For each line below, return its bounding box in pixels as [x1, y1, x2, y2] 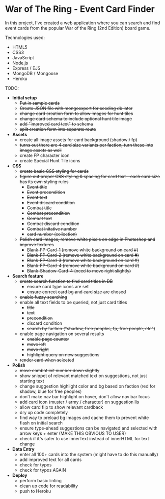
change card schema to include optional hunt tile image [19, 115, 132, 121]
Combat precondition [27, 210, 70, 216]
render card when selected [19, 357, 75, 363]
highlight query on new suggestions [27, 351, 100, 357]
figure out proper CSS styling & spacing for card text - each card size [19, 173, 160, 179]
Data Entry [12, 446, 35, 452]
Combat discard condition [27, 221, 80, 227]
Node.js [12, 60, 28, 66]
